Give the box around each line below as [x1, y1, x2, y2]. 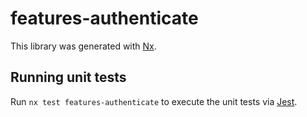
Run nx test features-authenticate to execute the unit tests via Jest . [10, 95, 298, 107]
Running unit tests [10, 69, 127, 86]
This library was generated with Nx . [10, 40, 157, 52]
